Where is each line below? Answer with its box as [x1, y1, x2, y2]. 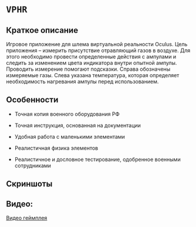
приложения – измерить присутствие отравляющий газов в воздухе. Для [6, 47, 191, 54]
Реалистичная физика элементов [14, 145, 99, 152]
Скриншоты [6, 179, 53, 189]
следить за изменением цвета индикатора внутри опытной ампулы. [6, 60, 177, 66]
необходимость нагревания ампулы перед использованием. [6, 78, 159, 85]
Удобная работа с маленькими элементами [14, 133, 125, 140]
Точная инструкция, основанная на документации [14, 122, 141, 129]
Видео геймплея [6, 215, 48, 222]
